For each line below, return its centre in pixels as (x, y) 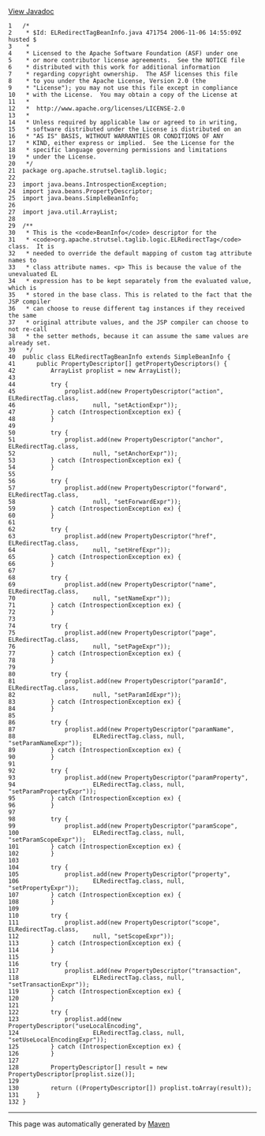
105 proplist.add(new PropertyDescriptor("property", (119, 874)
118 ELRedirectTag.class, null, (97, 978)
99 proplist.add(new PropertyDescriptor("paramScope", (123, 826)
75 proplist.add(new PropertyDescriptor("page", (112, 633)
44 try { (38, 385)
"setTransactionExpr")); (49, 985)
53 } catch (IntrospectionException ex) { (95, 460)
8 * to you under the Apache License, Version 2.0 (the (107, 81)
